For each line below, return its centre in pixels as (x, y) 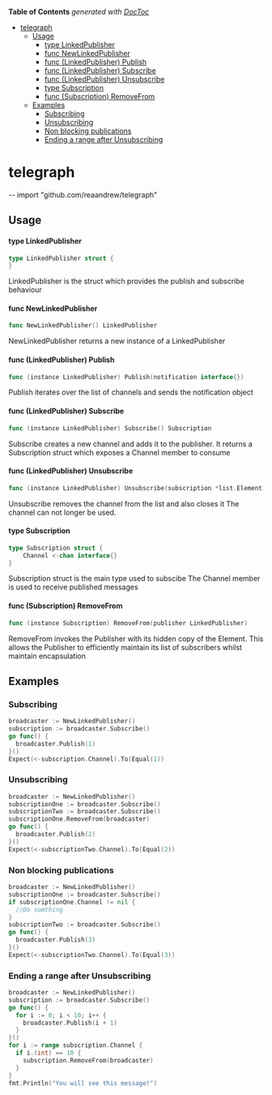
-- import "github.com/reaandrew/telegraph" (83, 195)
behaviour (25, 290)
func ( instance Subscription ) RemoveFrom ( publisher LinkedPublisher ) (128, 623)
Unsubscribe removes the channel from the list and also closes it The (124, 503)
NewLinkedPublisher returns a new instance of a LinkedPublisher (117, 341)
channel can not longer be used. (62, 512)
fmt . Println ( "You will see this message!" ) (83, 1083)
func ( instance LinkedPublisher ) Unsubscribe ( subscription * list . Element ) (137, 488)
